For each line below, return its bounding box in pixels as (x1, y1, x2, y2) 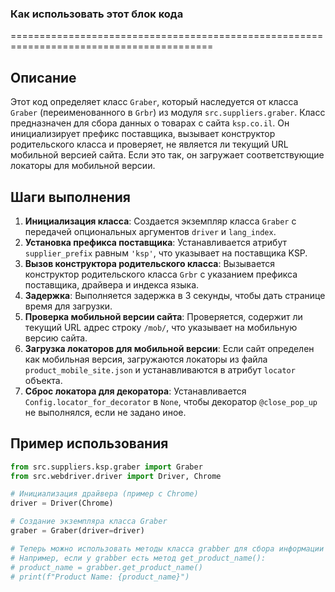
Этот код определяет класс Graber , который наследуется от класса (10, 96, 299, 108)
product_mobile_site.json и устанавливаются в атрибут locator (24, 363, 296, 376)
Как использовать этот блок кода (10, 7, 184, 21)
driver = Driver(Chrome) (10, 498, 114, 509)
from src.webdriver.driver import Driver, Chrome (10, 471, 222, 481)
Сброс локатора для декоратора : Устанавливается (24, 385, 247, 397)
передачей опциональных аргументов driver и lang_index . (24, 225, 277, 237)
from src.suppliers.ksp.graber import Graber (10, 462, 203, 472)
